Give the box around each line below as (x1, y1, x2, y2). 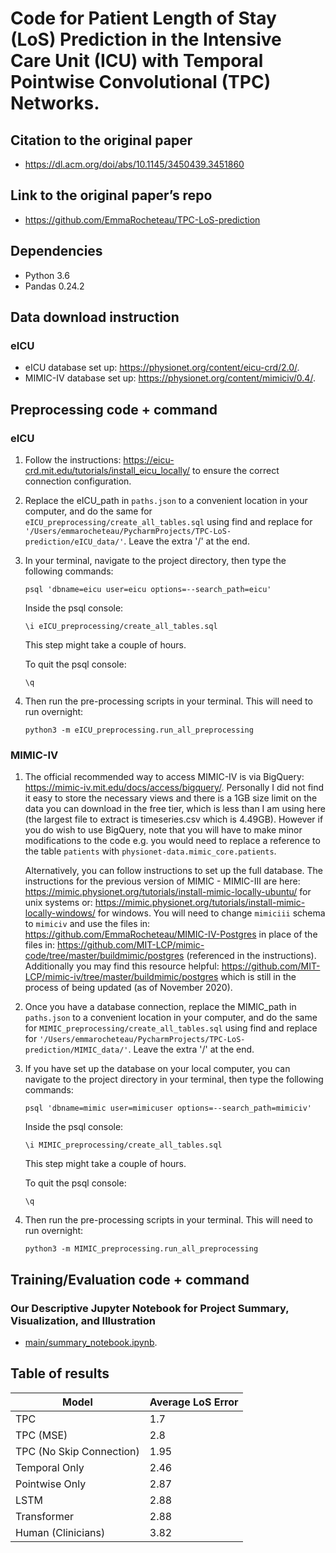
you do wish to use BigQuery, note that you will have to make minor (24, 824, 303, 836)
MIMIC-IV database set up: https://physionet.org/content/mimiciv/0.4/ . (24, 372, 316, 384)
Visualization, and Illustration (10, 1313, 156, 1327)
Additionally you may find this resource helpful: (24, 960, 220, 972)
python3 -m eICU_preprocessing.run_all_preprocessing (24, 725, 254, 735)
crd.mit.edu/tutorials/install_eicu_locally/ (24, 465, 191, 476)
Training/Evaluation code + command (10, 1271, 250, 1288)
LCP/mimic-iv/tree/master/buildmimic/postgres (24, 971, 219, 983)
